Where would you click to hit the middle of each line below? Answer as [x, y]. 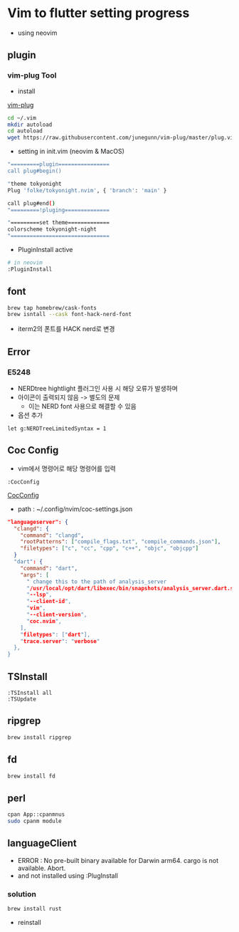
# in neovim [25, 263]
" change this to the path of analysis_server [96, 582]
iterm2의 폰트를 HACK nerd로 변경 [66, 329]
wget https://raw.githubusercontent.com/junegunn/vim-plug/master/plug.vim [122, 138]
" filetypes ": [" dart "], [55, 634]
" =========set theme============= [59, 223]
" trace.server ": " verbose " [60, 641]
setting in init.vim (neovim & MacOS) [71, 152]
